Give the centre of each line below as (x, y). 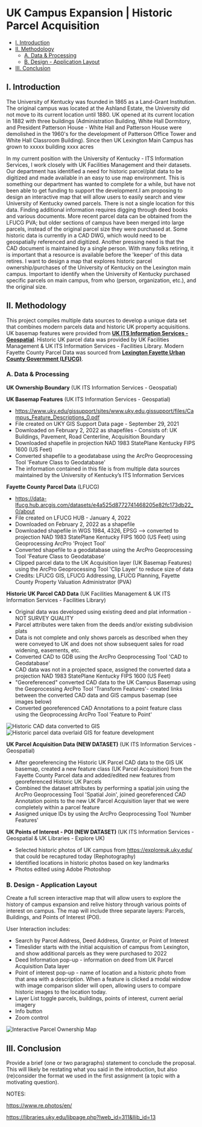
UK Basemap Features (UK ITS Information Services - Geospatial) (88, 399)
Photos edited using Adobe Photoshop (63, 869)
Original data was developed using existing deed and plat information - (103, 612)
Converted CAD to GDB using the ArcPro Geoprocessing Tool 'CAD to (101, 657)
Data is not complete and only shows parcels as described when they (101, 637)
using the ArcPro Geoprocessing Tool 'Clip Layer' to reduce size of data (104, 569)
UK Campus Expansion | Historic (90, 13)
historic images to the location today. (61, 992)
